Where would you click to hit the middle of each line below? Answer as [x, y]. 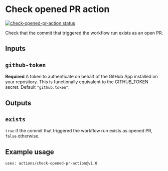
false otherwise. [22, 136]
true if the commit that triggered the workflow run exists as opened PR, [79, 131]
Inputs [16, 49]
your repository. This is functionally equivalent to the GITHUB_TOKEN [77, 82]
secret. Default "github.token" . [38, 87]
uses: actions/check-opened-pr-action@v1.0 [51, 163]
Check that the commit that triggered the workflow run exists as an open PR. [84, 33]
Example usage [30, 152]
